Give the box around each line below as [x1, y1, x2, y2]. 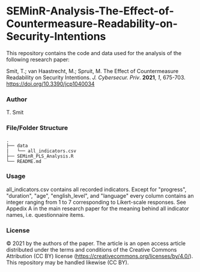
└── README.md [6, 158, 42, 164]
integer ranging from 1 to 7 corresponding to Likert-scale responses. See [6, 198, 186, 205]
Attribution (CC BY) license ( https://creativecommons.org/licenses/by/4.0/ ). [6, 253, 193, 260]
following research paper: [6, 56, 70, 63]
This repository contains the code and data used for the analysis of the [6, 49, 182, 56]
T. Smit [6, 109, 24, 116]
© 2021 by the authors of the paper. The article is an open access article [6, 240, 186, 247]
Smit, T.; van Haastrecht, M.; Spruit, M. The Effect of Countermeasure [6, 67, 179, 74]
